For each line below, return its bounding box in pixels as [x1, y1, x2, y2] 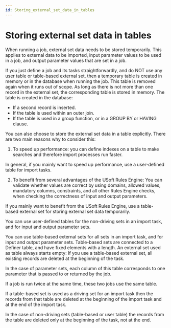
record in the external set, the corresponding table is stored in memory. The [5, 89, 165, 95]
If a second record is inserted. [12, 104, 76, 111]
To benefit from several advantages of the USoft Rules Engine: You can [12, 177, 162, 183]
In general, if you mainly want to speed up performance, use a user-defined [5, 161, 165, 167]
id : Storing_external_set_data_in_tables [5, 7, 95, 13]
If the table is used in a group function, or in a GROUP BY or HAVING [12, 115, 157, 121]
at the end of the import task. [5, 301, 66, 308]
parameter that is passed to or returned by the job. [5, 271, 112, 277]
